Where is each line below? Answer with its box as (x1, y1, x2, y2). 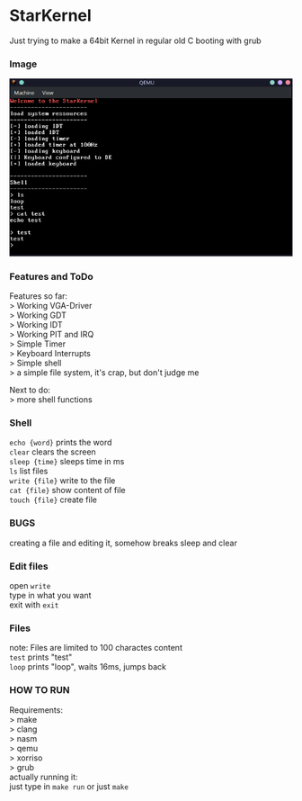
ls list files (9, 465, 49, 477)
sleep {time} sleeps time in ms (9, 456, 125, 467)
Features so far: (9, 291, 68, 301)
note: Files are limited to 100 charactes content (9, 643, 182, 653)
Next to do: (9, 384, 51, 396)
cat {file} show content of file (9, 485, 126, 496)
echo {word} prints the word (9, 437, 112, 448)
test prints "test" (9, 652, 73, 662)
